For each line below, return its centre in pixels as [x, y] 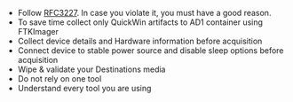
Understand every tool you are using [84, 88]
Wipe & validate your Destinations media [91, 69]
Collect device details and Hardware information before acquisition [140, 41]
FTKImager [38, 31]
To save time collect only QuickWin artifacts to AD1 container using [140, 22]
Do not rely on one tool [59, 78]
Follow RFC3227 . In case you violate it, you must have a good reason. [144, 13]
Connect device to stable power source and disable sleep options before [150, 51]
